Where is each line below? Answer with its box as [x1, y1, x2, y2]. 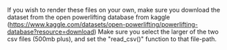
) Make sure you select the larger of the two [93, 27, 219, 36]
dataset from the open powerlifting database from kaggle [7, 13, 171, 21]
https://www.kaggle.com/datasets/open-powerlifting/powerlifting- [9, 21, 199, 28]
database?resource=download [7, 27, 95, 36]
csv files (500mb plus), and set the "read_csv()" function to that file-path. [7, 35, 217, 43]
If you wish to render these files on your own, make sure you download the [7, 6, 220, 14]
